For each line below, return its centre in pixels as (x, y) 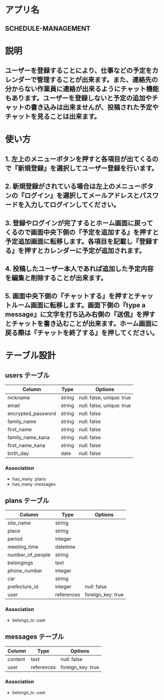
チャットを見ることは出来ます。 (53, 116)
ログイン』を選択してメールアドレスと (82, 196)
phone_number (25, 571)
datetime (65, 547)
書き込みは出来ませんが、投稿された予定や (94, 108)
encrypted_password (32, 414)
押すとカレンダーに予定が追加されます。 (85, 250)
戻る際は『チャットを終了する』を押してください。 (82, 333)
